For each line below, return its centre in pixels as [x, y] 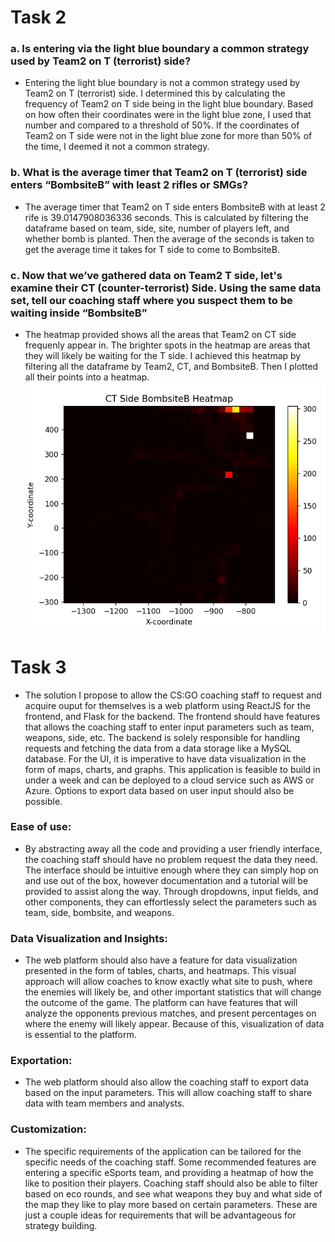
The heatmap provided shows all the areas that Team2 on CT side [160, 335]
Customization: [48, 1129]
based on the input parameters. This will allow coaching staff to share [168, 1093]
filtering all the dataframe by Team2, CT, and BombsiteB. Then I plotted [171, 367]
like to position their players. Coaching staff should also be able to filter [171, 1183]
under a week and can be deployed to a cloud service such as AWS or [169, 780]
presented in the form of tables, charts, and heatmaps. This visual [160, 971]
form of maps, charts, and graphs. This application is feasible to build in [172, 769]
